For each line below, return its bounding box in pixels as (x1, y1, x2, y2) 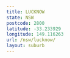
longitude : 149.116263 (6, 31, 64, 37)
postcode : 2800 (6, 20, 45, 26)
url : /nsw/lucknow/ (6, 37, 56, 43)
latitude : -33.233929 (6, 25, 61, 32)
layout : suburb (6, 43, 45, 49)
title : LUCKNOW (6, 8, 45, 15)
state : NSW (6, 14, 34, 21)
